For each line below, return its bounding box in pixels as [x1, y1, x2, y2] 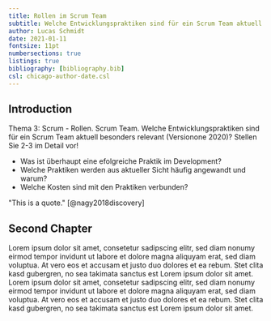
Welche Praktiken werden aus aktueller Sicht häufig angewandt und [19, 165, 247, 175]
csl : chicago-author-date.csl [8, 72, 111, 80]
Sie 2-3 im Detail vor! [8, 141, 79, 151]
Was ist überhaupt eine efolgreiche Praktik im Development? [19, 156, 222, 166]
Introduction [8, 102, 73, 116]
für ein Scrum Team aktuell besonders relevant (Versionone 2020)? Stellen [8, 132, 257, 142]
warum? [19, 173, 48, 183]
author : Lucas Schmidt [8, 27, 85, 35]
